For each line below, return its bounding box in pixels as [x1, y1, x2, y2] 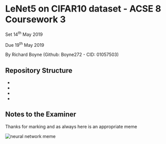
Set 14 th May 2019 [5, 30, 43, 37]
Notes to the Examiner [5, 110, 76, 119]
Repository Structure [5, 66, 73, 75]
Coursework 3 [5, 14, 66, 25]
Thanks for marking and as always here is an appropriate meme [5, 123, 137, 129]
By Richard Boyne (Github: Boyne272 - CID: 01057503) [5, 51, 119, 58]
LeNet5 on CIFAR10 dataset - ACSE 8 [5, 3, 161, 15]
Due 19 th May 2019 [5, 41, 44, 48]
